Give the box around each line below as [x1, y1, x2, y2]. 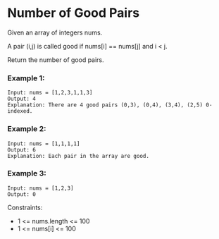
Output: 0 [7, 190, 37, 198]
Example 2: [7, 124, 46, 134]
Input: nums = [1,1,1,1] [7, 140, 80, 147]
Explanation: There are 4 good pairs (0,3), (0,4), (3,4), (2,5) [7, 102, 203, 109]
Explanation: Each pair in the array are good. [7, 152, 150, 159]
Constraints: [7, 203, 43, 212]
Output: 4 [7, 95, 37, 103]
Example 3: [7, 168, 47, 178]
